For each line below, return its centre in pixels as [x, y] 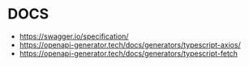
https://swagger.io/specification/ [74, 36]
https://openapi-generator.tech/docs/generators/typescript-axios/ [130, 44]
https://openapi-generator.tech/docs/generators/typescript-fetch [129, 53]
